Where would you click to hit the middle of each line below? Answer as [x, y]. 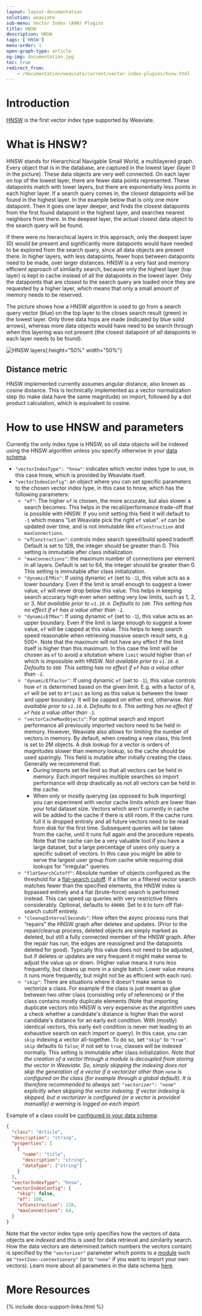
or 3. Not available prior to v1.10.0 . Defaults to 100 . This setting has [108, 603]
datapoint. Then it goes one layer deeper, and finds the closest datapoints [98, 206]
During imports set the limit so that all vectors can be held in [108, 770]
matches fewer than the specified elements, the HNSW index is [103, 886]
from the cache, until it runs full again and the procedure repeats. [114, 834]
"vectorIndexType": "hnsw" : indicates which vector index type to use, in [104, 468]
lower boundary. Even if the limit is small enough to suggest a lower [108, 584]
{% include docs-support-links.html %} [55, 1306]
